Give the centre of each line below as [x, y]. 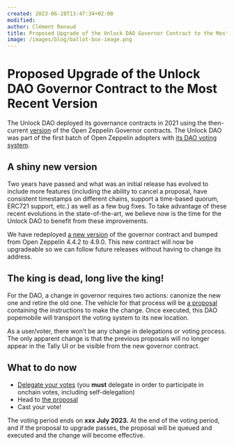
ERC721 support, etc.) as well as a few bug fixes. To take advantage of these [117, 206]
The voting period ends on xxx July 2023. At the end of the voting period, [114, 420]
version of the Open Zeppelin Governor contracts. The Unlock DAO [126, 130]
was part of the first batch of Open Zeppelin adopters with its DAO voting [112, 138]
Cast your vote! [39, 407]
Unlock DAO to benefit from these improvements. [78, 221]
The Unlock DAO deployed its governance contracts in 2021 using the [107, 123]
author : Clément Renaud [42, 26]
